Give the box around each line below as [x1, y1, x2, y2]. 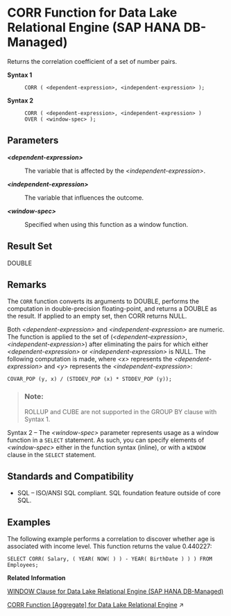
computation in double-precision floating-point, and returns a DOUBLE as [7, 305, 217, 313]
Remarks [7, 279, 47, 291]
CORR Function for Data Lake [7, 5, 178, 21]
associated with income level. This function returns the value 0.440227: [7, 542, 212, 551]
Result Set [7, 241, 53, 253]
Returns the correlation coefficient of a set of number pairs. [7, 57, 178, 65]
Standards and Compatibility [7, 470, 134, 483]
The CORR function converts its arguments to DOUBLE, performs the [7, 297, 200, 306]
